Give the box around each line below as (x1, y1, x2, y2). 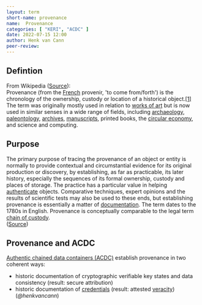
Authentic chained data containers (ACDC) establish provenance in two (6, 254, 186, 262)
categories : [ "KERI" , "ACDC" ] (6, 26, 89, 32)
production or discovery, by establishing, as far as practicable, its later (6, 168, 184, 175)
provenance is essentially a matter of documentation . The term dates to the (6, 200, 196, 208)
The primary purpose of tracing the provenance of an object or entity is (6, 155, 187, 162)
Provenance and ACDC (6, 238, 95, 248)
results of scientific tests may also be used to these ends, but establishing (6, 194, 193, 201)
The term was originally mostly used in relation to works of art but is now (6, 102, 190, 109)
